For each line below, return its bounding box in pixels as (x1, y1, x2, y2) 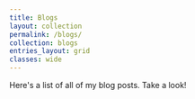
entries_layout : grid (9, 47, 91, 56)
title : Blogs (9, 13, 58, 22)
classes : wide (9, 55, 63, 64)
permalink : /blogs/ (9, 30, 83, 39)
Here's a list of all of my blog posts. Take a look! (9, 80, 187, 90)
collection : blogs (9, 38, 78, 48)
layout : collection (9, 22, 83, 31)
